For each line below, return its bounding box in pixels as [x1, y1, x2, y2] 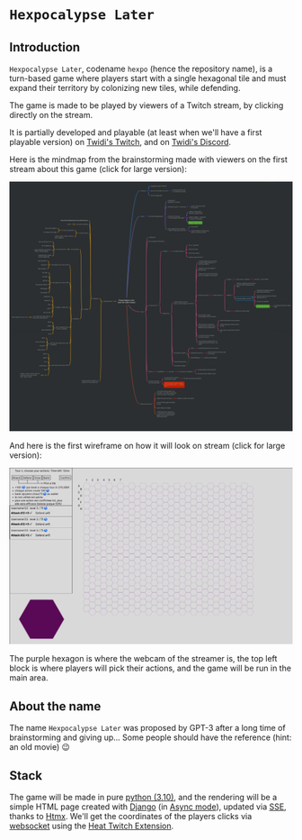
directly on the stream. [9, 110, 93, 120]
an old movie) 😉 [9, 742, 70, 753]
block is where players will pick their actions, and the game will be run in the [9, 662, 292, 674]
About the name [9, 698, 102, 714]
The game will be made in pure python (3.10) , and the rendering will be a [9, 792, 278, 803]
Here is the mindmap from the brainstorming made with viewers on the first [9, 154, 288, 165]
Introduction [9, 40, 81, 55]
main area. [9, 672, 49, 683]
